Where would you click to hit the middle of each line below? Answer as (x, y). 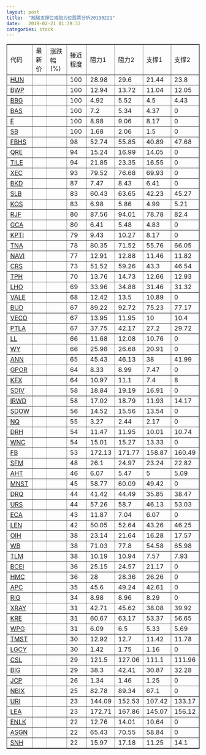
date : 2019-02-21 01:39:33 (44, 23)
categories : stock (30, 29)
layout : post (23, 12)
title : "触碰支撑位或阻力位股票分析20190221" (61, 18)
